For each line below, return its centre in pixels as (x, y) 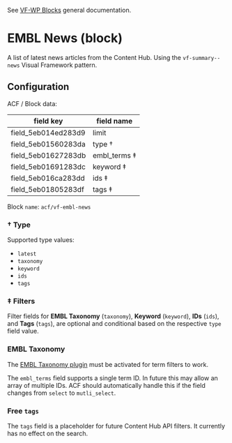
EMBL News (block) (65, 38)
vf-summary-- (201, 58)
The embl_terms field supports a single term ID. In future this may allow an (113, 378)
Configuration (38, 87)
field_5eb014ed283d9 (48, 133)
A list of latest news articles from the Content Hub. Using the (94, 57)
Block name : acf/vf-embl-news (49, 207)
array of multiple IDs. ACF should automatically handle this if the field (106, 385)
